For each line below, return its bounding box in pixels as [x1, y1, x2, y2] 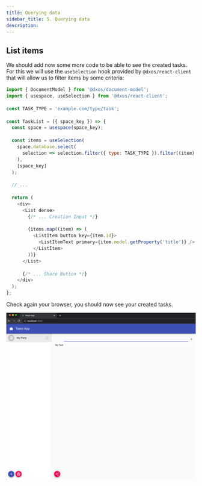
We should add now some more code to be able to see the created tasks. [6, 61, 188, 69]
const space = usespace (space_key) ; [11, 125, 103, 131]
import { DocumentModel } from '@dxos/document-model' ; [6, 87, 149, 93]
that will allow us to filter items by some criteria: [6, 74, 124, 81]
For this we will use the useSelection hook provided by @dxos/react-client [6, 68, 192, 75]
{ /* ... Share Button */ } [22, 271, 87, 277]
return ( [11, 195, 34, 201]
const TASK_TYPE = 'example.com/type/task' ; [6, 105, 120, 111]
